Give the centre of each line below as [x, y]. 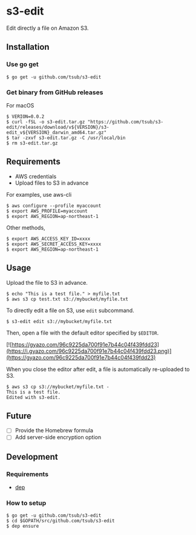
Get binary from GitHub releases [55, 92]
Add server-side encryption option [58, 437]
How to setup [26, 503]
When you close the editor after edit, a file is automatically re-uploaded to [98, 369]
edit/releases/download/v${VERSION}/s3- [58, 127]
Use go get [23, 64]
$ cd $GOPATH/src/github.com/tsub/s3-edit [60, 521]
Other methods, [26, 227]
